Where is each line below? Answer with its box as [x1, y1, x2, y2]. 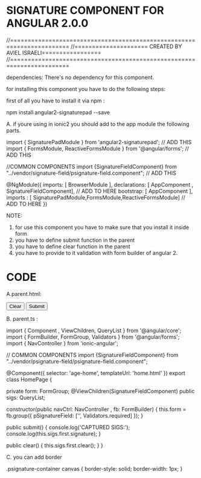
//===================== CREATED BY [70, 43, 182, 50]
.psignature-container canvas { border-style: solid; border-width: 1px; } [6, 465, 183, 472]
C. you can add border [6, 453, 62, 461]
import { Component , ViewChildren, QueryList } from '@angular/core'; [6, 327, 182, 334]
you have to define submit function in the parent [14, 236, 135, 244]
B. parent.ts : [6, 315, 38, 322]
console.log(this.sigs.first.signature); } [6, 430, 101, 437]
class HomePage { [6, 376, 53, 383]
